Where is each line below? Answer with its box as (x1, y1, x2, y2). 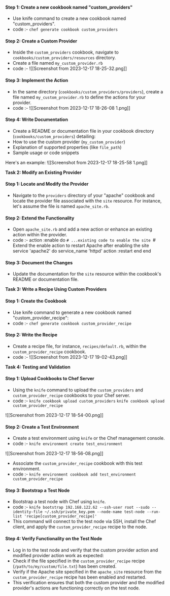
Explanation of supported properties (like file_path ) (12, 144, 122, 150)
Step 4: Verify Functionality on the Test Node (5, 536, 103, 542)
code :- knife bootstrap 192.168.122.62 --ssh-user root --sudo (12, 504, 150, 510)
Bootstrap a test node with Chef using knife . (12, 499, 106, 505)
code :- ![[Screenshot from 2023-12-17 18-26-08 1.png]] (12, 105, 130, 111)
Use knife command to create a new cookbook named (12, 15, 126, 21)
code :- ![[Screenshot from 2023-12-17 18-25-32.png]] (12, 65, 127, 71)
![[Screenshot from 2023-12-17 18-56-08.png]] (5, 451, 104, 457)
